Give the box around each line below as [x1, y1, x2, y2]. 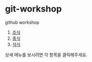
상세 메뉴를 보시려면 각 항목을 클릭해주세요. [5, 52, 88, 58]
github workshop [5, 19, 40, 25]
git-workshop [5, 3, 62, 15]
